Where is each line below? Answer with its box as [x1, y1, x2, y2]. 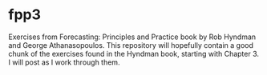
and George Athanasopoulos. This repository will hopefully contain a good [8, 40, 254, 49]
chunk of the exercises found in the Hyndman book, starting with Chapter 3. [8, 49, 259, 58]
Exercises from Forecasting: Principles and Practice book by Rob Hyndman [8, 32, 257, 41]
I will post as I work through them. [8, 57, 120, 67]
